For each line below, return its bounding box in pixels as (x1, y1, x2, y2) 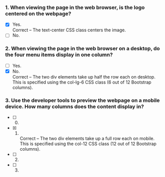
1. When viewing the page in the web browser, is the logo (5, 4, 145, 11)
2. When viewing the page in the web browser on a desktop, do (5, 45, 160, 52)
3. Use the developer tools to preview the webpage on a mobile (5, 96, 160, 103)
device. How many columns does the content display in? (5, 103, 144, 110)
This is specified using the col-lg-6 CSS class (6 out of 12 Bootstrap (12, 79, 152, 85)
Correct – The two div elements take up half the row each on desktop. (12, 74, 156, 80)
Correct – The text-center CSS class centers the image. (12, 27, 126, 33)
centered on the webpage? (5, 10, 72, 17)
